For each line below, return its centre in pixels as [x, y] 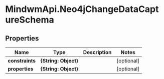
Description [97, 52]
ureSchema [30, 20]
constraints [22, 61]
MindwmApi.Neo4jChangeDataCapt [82, 9]
